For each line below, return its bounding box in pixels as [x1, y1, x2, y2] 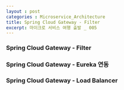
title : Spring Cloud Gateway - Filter [6, 19, 100, 25]
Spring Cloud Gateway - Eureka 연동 [6, 60, 109, 69]
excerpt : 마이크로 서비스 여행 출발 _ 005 [6, 24, 97, 31]
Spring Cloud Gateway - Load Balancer [6, 77, 118, 85]
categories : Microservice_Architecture [6, 14, 106, 20]
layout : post [6, 8, 41, 15]
